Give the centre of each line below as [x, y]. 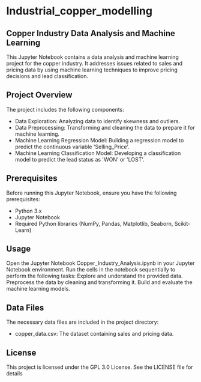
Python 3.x [28, 211]
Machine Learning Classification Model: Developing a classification [98, 153]
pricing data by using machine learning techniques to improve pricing [92, 70]
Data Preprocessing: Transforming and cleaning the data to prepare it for [105, 127]
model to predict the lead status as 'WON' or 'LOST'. [80, 159]
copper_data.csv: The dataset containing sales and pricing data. [94, 334]
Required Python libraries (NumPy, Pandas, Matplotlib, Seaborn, [94, 223]
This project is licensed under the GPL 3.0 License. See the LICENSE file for [100, 367]
